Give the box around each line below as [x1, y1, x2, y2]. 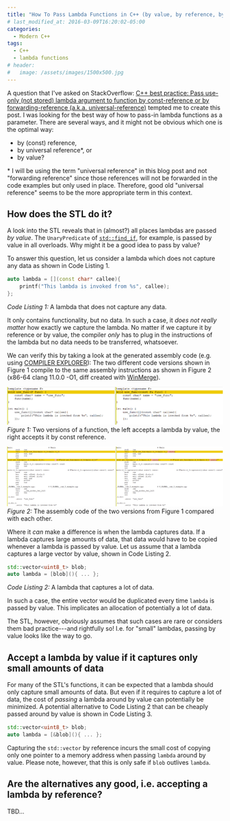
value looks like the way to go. [7, 632, 92, 640]
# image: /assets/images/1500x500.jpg [7, 69, 125, 76]
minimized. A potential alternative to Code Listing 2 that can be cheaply [7, 703, 209, 711]
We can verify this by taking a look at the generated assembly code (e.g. [7, 351, 212, 360]
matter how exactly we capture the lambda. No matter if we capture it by [7, 324, 212, 332]
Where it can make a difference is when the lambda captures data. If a [7, 528, 205, 536]
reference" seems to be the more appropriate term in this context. [7, 188, 193, 196]
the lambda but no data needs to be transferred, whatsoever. [7, 338, 179, 346]
